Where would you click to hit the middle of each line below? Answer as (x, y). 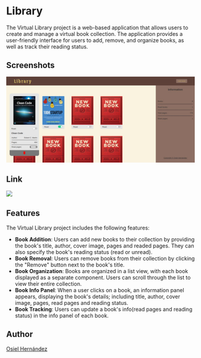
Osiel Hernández (27, 348)
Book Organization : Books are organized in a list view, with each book (101, 271)
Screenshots (31, 65)
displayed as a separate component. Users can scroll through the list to (103, 277)
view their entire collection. (48, 284)
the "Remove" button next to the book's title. (70, 265)
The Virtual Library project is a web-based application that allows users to (97, 27)
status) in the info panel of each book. (62, 316)
